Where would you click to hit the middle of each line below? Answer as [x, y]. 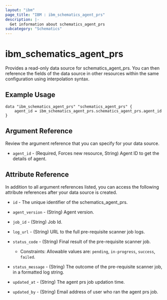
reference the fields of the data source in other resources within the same [82, 74]
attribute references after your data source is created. [61, 192]
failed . [28, 257]
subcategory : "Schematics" [34, 29]
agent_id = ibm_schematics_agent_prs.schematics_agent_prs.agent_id [88, 111]
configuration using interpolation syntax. [47, 79]
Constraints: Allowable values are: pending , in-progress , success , [88, 251]
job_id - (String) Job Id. [37, 222]
